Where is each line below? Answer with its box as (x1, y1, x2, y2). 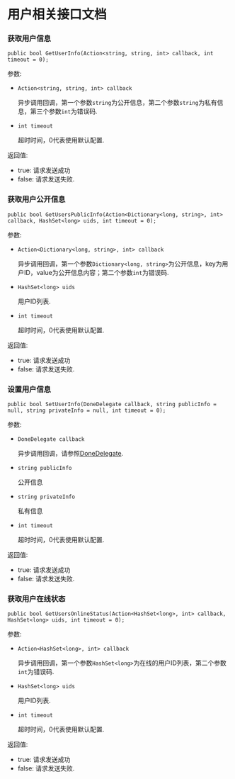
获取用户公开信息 (7, 194, 66, 204)
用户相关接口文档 (7, 6, 108, 23)
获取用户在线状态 (7, 594, 66, 603)
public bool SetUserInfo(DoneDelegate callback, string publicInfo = (7, 401, 217, 408)
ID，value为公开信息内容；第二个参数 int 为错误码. (23, 268, 169, 276)
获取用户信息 (7, 33, 52, 43)
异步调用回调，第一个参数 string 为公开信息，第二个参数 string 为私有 (17, 99, 217, 107)
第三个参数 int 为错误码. (30, 107, 98, 116)
